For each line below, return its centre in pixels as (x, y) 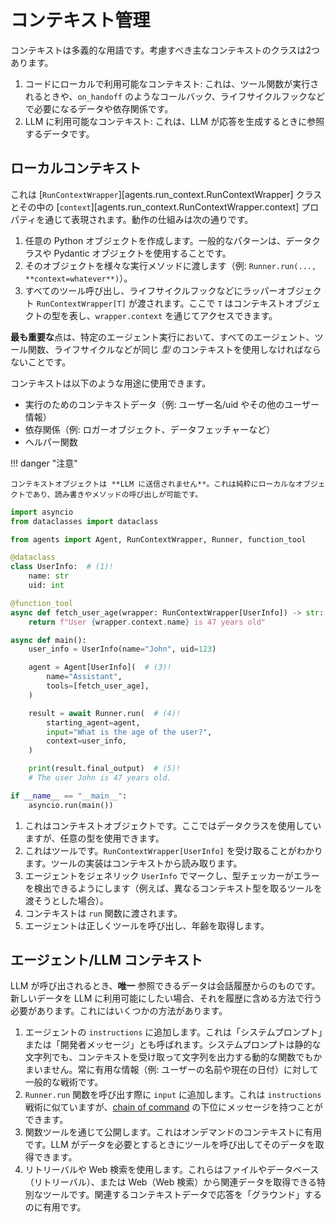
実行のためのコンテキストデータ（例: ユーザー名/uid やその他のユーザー (172, 404)
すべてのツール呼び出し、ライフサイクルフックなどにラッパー (151, 290)
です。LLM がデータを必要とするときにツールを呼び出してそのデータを (170, 1145)
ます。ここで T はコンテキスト (225, 303)
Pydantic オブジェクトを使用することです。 (142, 253)
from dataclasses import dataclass (84, 521)
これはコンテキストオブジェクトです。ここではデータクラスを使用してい (173, 825)
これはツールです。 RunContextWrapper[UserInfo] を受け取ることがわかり (173, 850)
